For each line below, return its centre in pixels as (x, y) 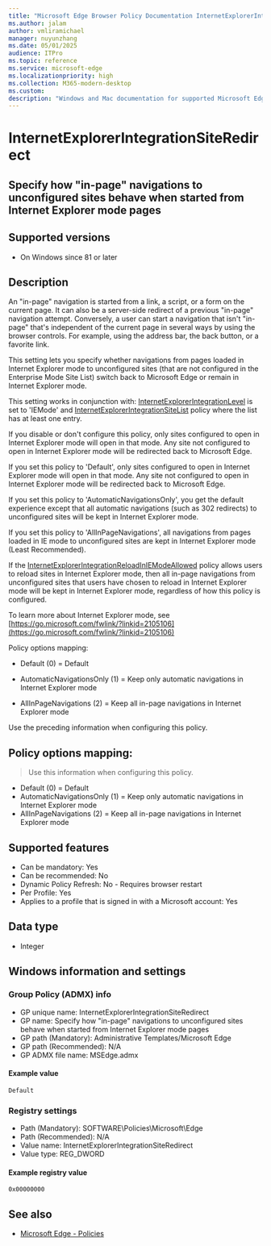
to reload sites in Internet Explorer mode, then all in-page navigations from (132, 574)
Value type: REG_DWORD (62, 1154)
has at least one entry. (45, 419)
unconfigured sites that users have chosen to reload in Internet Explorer (128, 582)
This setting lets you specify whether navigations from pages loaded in (126, 360)
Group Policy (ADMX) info (60, 994)
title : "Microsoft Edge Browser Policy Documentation (101, 16)
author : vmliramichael (46, 31)
